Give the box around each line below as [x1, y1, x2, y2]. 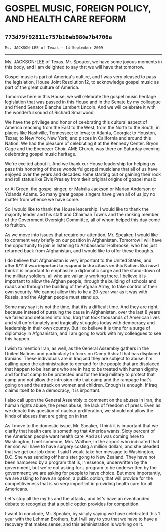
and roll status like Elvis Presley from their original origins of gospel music [5, 177, 157, 182]
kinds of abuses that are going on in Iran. [5, 413, 89, 419]
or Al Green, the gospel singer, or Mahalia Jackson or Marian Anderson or [5, 186, 157, 192]
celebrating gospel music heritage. [5, 151, 77, 157]
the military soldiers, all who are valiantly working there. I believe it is [5, 273, 146, 279]
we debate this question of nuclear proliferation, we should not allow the [5, 408, 153, 413]
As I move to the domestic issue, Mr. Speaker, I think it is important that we [5, 423, 158, 428]
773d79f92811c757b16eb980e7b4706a [5, 33, 112, 40]
